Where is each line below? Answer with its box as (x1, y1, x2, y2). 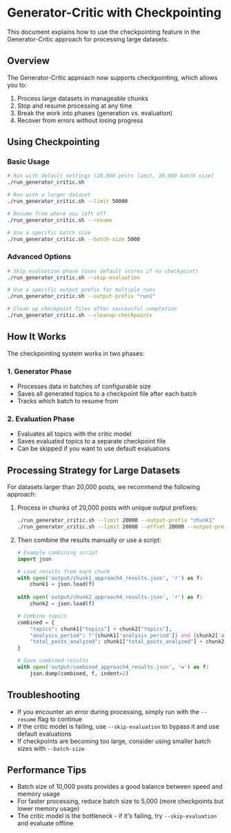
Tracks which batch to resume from (17, 397, 119, 405)
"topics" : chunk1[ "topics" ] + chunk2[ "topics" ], (30, 625, 172, 633)
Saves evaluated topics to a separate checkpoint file (17, 437, 166, 446)
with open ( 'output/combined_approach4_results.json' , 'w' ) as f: (17, 664, 209, 671)
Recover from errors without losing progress (17, 116, 143, 124)
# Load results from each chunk (17, 568, 110, 575)
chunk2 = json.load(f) (30, 600, 95, 607)
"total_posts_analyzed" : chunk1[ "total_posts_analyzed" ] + (30, 638, 203, 645)
